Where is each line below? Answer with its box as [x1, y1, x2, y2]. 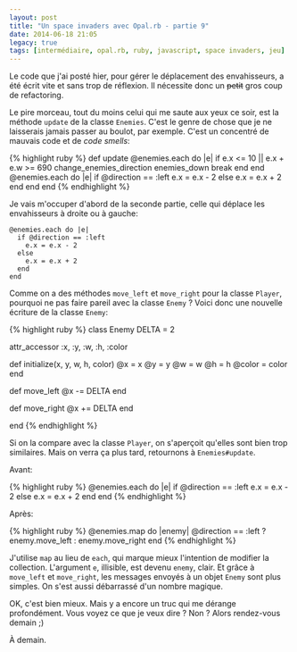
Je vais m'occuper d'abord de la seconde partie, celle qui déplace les [9, 198, 266, 210]
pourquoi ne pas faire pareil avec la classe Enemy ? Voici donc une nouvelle [9, 297, 283, 308]
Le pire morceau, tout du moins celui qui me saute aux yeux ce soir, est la [9, 107, 279, 118]
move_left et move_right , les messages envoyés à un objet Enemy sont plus [9, 572, 281, 582]
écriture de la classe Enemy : [9, 307, 109, 318]
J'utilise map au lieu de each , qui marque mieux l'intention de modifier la [9, 553, 269, 564]
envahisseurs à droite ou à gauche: [9, 208, 138, 219]
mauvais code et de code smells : [9, 136, 131, 146]
